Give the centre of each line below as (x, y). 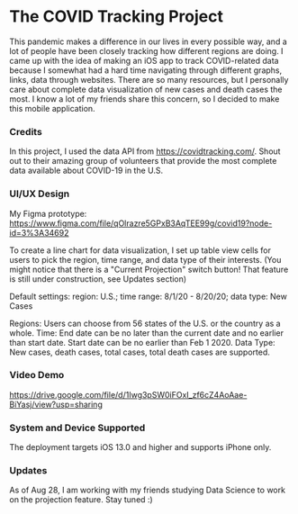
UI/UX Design (40, 194)
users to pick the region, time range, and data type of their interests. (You (145, 259)
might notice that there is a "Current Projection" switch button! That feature (149, 269)
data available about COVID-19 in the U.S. (86, 171)
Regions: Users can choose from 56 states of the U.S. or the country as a (145, 323)
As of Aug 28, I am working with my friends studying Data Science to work (148, 490)
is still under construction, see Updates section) (98, 279)
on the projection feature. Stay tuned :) (81, 500)
